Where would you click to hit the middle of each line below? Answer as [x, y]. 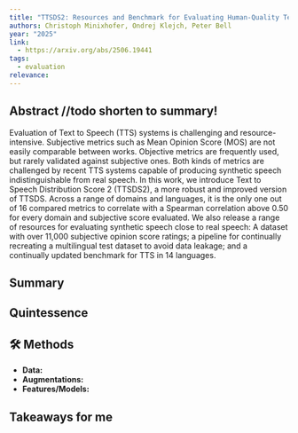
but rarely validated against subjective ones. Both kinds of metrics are [137, 161]
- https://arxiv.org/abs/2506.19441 [85, 51]
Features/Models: [56, 389]
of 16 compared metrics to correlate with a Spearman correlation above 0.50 [149, 208]
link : [19, 42]
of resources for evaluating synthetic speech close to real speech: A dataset [149, 226]
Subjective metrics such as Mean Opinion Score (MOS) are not [161, 142]
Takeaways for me [61, 417]
